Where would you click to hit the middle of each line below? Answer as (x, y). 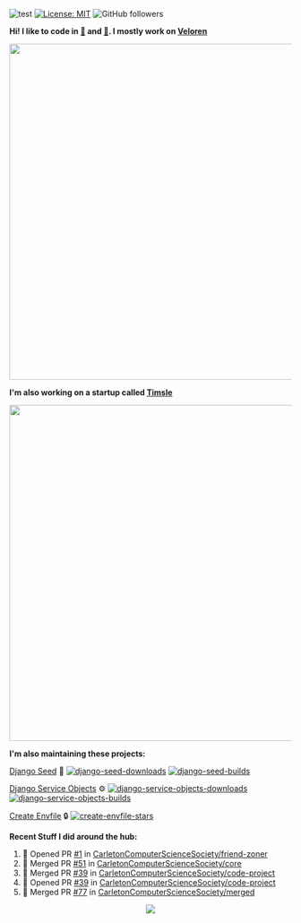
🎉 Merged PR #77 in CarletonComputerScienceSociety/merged (138, 892)
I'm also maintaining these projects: (77, 754)
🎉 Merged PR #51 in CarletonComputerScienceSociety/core (132, 863)
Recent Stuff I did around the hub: (73, 837)
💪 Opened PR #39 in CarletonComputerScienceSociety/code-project (149, 882)
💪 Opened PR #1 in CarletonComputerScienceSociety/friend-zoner (145, 854)
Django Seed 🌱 (37, 771)
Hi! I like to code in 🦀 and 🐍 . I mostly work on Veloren (108, 31)
